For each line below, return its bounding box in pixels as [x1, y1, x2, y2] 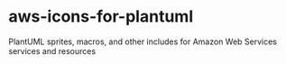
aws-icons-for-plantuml [8, 6, 194, 27]
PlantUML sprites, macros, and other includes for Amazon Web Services [8, 36, 277, 47]
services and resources [8, 45, 97, 56]
